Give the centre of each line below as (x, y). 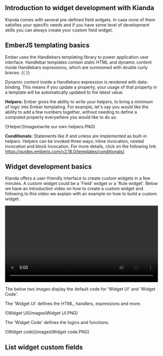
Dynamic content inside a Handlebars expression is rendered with (71, 82)
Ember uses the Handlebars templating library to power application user (77, 57)
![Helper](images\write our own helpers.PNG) (50, 126)
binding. (13, 87)
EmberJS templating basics (47, 45)
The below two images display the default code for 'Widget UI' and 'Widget (80, 289)
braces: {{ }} (17, 72)
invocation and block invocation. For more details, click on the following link (81, 146)
